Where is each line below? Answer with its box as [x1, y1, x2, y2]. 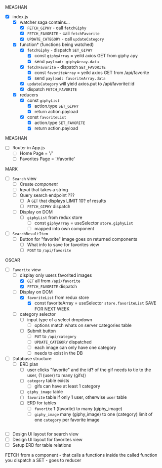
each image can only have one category [34, 344, 117, 350]
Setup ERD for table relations [12, 442, 72, 448]
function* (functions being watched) [19, 42, 94, 47]
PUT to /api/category [34, 333, 77, 339]
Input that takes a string [19, 186, 68, 192]
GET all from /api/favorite [27, 278, 81, 284]
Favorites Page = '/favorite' [19, 156, 75, 162]
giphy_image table [27, 389, 63, 395]
